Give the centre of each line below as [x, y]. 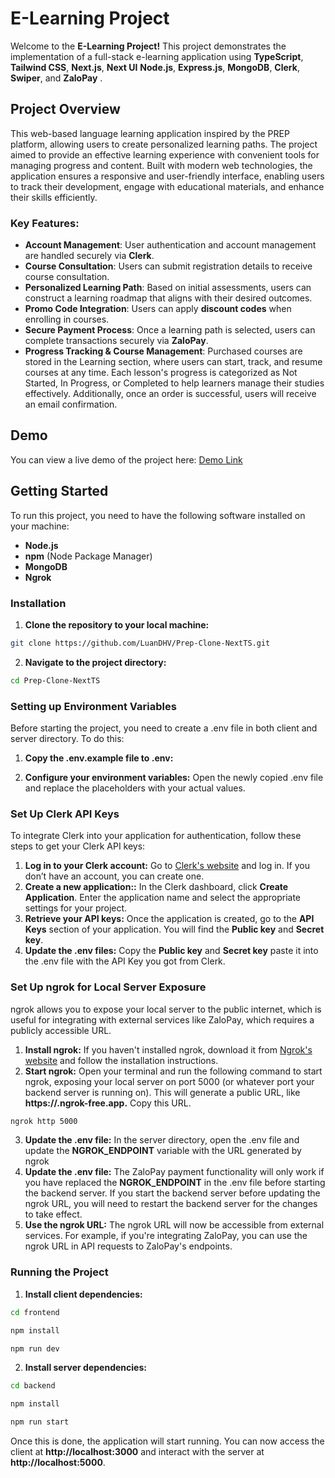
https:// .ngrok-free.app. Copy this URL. [108, 1103]
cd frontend [35, 1312]
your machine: [40, 526]
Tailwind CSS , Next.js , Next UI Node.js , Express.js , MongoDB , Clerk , [155, 67]
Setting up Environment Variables [93, 706]
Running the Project [59, 1272]
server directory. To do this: [67, 739]
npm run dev [35, 1348]
